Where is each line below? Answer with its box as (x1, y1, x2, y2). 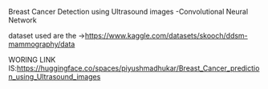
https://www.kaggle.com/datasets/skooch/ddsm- (84, 31, 249, 40)
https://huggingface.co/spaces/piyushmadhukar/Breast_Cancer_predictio (16, 63, 260, 73)
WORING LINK (8, 55, 56, 64)
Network (8, 15, 38, 25)
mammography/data (8, 39, 75, 49)
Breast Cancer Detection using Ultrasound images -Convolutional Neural (8, 7, 249, 16)
